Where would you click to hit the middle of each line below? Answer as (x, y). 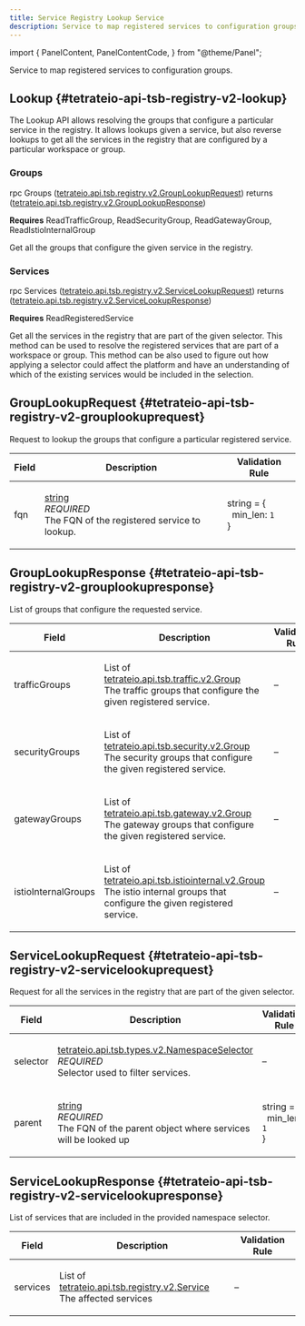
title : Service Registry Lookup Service (87, 18)
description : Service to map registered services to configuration (140, 26)
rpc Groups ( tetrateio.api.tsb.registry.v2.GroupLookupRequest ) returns (142, 193)
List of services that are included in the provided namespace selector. (140, 1218)
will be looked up (93, 1140)
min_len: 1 (253, 514)
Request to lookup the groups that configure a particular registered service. (151, 439)
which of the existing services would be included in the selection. (132, 374)
